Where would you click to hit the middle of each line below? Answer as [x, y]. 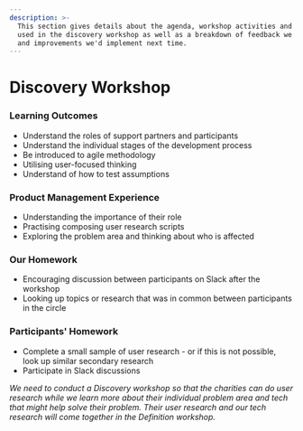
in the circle [44, 308]
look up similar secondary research [88, 361]
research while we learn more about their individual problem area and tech [149, 398]
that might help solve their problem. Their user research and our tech [138, 407]
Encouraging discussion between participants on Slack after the [141, 279]
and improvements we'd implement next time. [102, 43]
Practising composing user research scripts [103, 227]
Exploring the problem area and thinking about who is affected [138, 237]
